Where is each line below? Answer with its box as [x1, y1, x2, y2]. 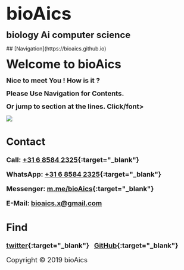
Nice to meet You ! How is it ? [6, 77, 100, 85]
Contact [6, 135, 46, 148]
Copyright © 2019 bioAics [6, 256, 88, 265]
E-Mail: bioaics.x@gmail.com [6, 199, 102, 208]
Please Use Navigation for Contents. [6, 89, 124, 97]
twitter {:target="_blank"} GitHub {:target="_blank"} [6, 242, 179, 250]
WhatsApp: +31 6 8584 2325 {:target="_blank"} [6, 170, 162, 179]
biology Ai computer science [6, 29, 131, 40]
